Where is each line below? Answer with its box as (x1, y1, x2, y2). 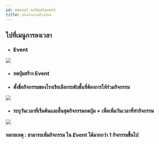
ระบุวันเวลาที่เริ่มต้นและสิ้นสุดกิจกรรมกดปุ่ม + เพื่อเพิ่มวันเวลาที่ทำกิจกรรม (13, 107, 154, 115)
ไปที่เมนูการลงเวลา (6, 31, 52, 40)
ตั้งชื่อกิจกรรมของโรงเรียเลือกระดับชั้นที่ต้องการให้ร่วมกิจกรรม (13, 84, 130, 91)
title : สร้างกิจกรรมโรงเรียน (6, 12, 52, 17)
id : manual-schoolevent (6, 7, 56, 13)
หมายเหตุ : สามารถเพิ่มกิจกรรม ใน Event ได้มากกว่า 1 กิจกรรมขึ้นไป (6, 131, 139, 138)
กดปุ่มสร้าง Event (13, 70, 50, 77)
